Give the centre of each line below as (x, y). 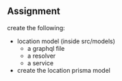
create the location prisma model (64, 70)
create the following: (36, 27)
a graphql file (46, 48)
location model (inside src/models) (66, 41)
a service (40, 63)
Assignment (34, 11)
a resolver (41, 56)
